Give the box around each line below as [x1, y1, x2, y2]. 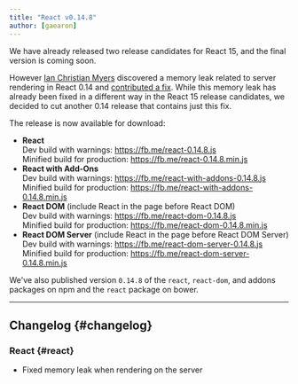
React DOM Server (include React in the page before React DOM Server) [21, 229, 290, 239]
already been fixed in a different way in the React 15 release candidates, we [9, 90, 286, 102]
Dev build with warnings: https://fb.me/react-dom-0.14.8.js [21, 210, 237, 221]
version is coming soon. [9, 55, 97, 66]
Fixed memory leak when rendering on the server [21, 364, 203, 375]
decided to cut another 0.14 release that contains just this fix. [9, 100, 232, 111]
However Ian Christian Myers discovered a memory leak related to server [9, 72, 277, 82]
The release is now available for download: [9, 117, 166, 129]
